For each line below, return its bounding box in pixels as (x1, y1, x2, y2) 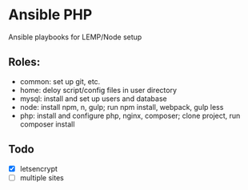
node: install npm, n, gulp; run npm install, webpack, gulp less (19, 102, 224, 111)
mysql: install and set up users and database (19, 94, 167, 103)
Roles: (8, 55, 41, 69)
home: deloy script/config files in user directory (19, 85, 178, 95)
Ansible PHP (8, 6, 93, 24)
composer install (19, 119, 75, 129)
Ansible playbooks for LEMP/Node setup (8, 32, 142, 42)
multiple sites (19, 172, 64, 182)
